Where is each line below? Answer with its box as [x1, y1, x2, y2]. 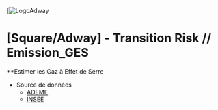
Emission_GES [6, 45, 90, 61]
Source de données [16, 81, 72, 89]
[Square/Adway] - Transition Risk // [6, 31, 212, 46]
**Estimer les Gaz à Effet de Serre [6, 67, 104, 75]
